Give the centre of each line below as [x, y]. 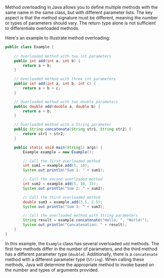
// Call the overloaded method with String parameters [81, 215]
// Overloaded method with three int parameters [65, 79]
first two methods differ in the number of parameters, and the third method [81, 249]
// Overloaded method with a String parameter [63, 125]
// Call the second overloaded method [63, 179]
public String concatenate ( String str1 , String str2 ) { [73, 129]
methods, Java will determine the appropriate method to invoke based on [80, 265]
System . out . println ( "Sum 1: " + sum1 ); [64, 170]
